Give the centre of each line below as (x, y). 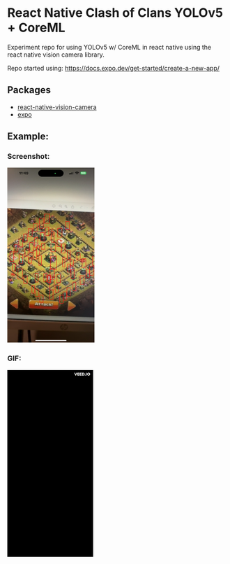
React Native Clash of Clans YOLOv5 (115, 13)
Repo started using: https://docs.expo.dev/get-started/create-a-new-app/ (114, 68)
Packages (29, 90)
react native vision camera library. (56, 55)
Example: (28, 137)
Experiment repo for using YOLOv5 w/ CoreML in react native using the (109, 47)
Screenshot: (29, 157)
